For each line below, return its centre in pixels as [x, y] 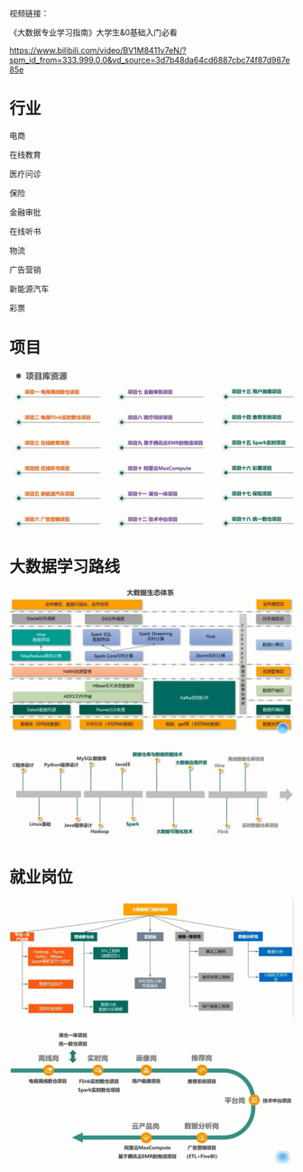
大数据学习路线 [65, 567]
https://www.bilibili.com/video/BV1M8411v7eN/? [98, 50]
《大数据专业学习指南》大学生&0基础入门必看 [93, 32]
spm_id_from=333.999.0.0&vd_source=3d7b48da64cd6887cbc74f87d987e [150, 60]
